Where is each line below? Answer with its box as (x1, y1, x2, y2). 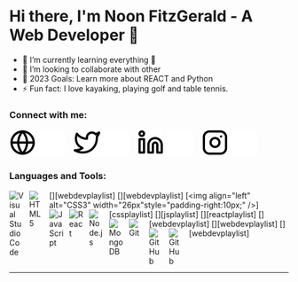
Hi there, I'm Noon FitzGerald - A (9, 6, 254, 27)
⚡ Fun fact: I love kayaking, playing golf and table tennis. (21, 82, 229, 94)
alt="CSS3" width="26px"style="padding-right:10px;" (49, 200, 247, 210)
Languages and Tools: (9, 170, 106, 183)
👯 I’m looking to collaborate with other (21, 64, 161, 74)
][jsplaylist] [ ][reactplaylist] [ (158, 208, 262, 219)
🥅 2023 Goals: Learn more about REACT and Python (21, 73, 214, 83)
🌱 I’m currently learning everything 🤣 (21, 54, 157, 65)
